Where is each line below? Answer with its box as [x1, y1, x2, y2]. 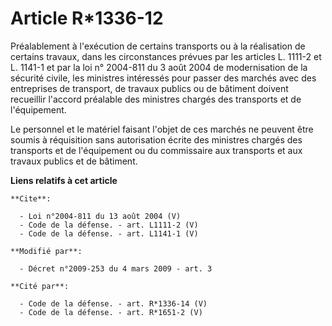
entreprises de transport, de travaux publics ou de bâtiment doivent [10, 82, 289, 94]
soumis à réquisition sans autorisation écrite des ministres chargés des [10, 133, 303, 146]
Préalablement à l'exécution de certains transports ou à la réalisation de [10, 40, 306, 52]
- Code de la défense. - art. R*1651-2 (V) [19, 307, 203, 317]
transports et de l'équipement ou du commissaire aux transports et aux [10, 144, 303, 156]
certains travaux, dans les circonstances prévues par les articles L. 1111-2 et [10, 50, 322, 62]
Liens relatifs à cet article [10, 174, 118, 186]
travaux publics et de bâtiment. [10, 155, 138, 167]
